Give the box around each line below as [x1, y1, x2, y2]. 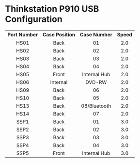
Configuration [5, 14, 63, 25]
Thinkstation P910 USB [5, 3, 99, 15]
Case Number [79, 31, 112, 38]
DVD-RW [85, 79, 107, 85]
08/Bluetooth [81, 102, 111, 109]
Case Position [42, 31, 76, 38]
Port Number [7, 31, 38, 38]
